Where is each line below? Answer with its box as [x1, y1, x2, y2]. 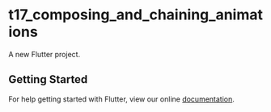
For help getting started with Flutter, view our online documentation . [8, 94, 235, 104]
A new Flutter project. [8, 49, 81, 59]
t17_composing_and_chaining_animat [8, 6, 263, 24]
